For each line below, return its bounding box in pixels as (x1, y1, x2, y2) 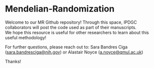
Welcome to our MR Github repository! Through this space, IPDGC (5, 19, 137, 25)
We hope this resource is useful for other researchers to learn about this (5, 29, 149, 35)
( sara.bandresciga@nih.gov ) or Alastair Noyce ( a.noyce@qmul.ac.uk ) (5, 49, 144, 55)
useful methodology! (5, 35, 46, 41)
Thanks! (5, 58, 21, 64)
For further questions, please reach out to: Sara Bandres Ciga (5, 44, 128, 50)
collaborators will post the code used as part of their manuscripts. (5, 24, 137, 30)
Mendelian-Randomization (5, 3, 115, 14)
